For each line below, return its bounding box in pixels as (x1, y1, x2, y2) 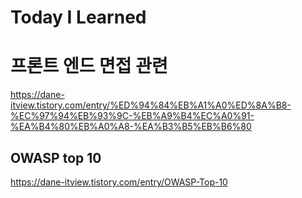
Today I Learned (10, 6, 147, 29)
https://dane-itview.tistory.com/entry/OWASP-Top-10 (10, 176, 228, 188)
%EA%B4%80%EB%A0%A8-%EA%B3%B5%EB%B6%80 (10, 121, 252, 133)
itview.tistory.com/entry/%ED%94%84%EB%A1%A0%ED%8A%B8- (10, 99, 292, 111)
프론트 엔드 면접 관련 (10, 55, 168, 78)
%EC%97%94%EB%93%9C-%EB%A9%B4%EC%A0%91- (10, 110, 255, 122)
